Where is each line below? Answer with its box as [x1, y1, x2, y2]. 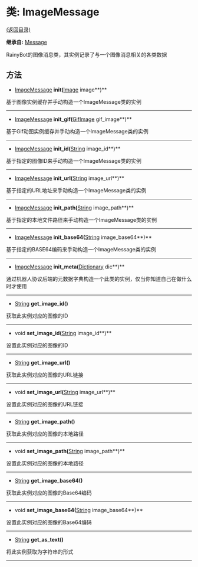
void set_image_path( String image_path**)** [14, 447, 126, 454]
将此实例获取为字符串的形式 [6, 548, 74, 555]
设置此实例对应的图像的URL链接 [6, 401, 84, 408]
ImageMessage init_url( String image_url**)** [14, 175, 125, 182]
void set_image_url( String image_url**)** [14, 388, 116, 395]
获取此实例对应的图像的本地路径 [6, 430, 84, 437]
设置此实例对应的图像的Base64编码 [6, 519, 93, 526]
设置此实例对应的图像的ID [6, 342, 68, 349]
